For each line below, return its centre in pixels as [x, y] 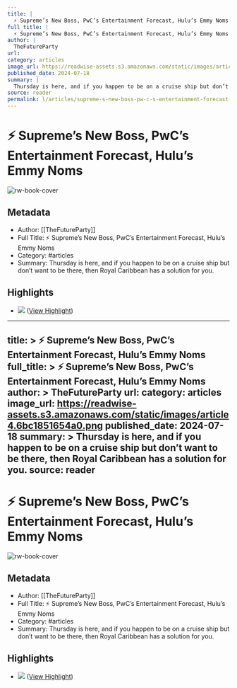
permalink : [23, 100]
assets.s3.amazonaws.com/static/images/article [118, 414]
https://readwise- [97, 403]
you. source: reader [51, 470]
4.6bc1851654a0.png [55, 425]
